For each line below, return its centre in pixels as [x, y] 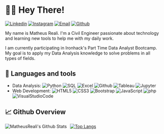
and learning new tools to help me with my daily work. [59, 38]
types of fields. [20, 58]
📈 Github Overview [35, 112]
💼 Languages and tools [41, 74]
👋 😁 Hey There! [35, 10]
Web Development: [31, 91]
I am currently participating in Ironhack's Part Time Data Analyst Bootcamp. [81, 48]
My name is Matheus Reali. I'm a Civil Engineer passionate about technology [82, 33]
